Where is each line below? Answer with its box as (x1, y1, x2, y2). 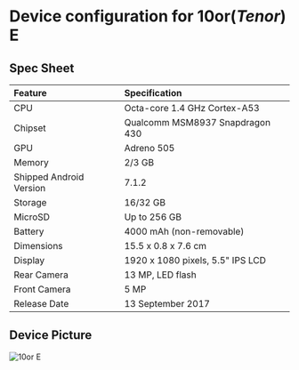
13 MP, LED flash (124, 269, 198, 281)
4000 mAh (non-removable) (124, 225, 245, 237)
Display (13, 254, 45, 266)
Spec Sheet (9, 60, 75, 76)
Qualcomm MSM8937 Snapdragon (124, 117, 271, 128)
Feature (13, 87, 47, 99)
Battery (13, 225, 44, 237)
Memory (13, 157, 49, 168)
